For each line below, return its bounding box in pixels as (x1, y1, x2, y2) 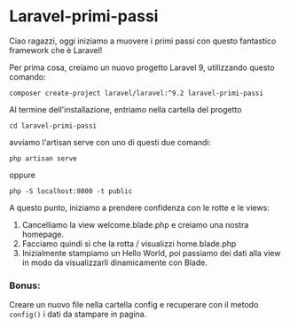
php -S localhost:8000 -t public (9, 186, 133, 196)
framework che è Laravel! (9, 44, 103, 55)
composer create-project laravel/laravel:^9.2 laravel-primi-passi (9, 89, 264, 98)
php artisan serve (9, 153, 77, 163)
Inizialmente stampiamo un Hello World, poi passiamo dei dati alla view (21, 247, 281, 258)
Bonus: (9, 279, 41, 292)
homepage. (21, 229, 65, 239)
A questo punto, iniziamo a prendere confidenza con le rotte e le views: (9, 202, 270, 213)
